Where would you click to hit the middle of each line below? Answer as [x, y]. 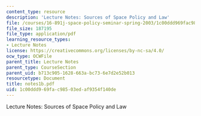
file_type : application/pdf [41, 34]
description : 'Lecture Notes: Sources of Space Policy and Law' [88, 17]
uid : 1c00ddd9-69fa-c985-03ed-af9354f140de [61, 90]
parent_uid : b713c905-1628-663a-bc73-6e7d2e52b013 [71, 73]
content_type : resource [36, 12]
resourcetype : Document [36, 78]
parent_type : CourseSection [41, 67]
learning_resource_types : [38, 39]
